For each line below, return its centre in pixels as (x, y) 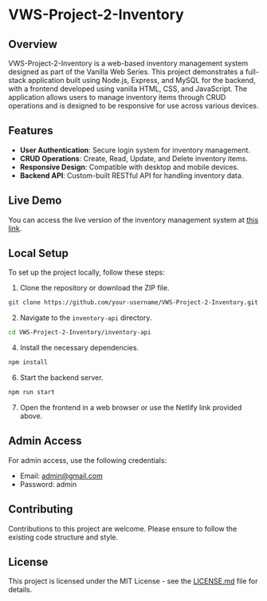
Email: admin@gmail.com (61, 476)
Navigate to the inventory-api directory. (86, 318)
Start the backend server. (61, 378)
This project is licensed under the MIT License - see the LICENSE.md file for (133, 581)
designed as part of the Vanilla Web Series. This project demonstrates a (126, 72)
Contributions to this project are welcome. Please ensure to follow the (123, 528)
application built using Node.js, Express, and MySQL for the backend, (142, 80)
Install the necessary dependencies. (79, 348)
